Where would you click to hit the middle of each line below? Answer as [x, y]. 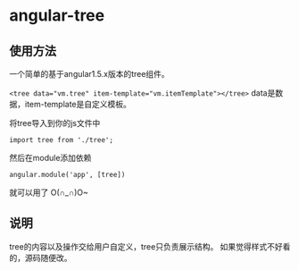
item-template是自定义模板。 [78, 104]
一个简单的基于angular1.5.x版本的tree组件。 [89, 74]
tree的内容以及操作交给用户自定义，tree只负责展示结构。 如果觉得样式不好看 [150, 246]
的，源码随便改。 [41, 258]
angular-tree [57, 16]
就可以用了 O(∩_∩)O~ [49, 192]
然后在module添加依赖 [50, 158]
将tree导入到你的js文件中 [55, 123]
